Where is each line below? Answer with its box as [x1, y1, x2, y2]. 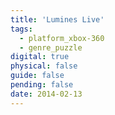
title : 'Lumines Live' [10, 14, 105, 25]
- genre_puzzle [19, 42, 83, 53]
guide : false [10, 71, 65, 81]
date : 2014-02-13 [10, 89, 83, 99]
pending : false [10, 80, 74, 90]
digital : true [10, 52, 70, 62]
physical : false [10, 61, 78, 71]
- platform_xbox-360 [19, 33, 105, 43]
